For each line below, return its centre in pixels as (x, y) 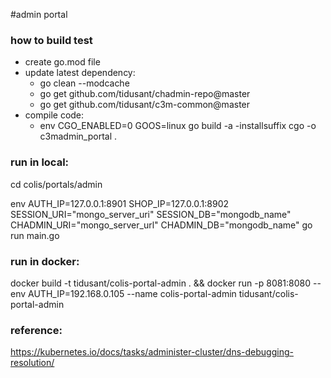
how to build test (51, 40)
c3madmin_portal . (78, 136)
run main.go (35, 235)
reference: (36, 330)
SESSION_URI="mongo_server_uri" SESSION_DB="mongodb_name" (151, 214)
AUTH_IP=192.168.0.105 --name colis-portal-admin (132, 293)
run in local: (40, 162)
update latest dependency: (80, 73)
